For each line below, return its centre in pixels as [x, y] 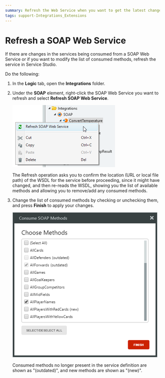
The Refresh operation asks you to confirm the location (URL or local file [85, 175]
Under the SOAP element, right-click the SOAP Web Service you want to [85, 93]
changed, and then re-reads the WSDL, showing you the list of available [85, 186]
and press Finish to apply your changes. [53, 205]
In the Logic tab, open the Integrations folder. [59, 84]
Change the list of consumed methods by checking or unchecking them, [85, 200]
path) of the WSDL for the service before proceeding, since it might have [86, 180]
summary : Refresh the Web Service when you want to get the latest [76, 10]
